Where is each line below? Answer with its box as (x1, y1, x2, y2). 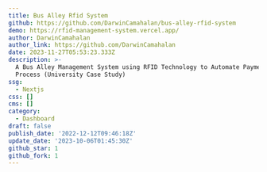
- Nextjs (15, 85, 44, 94)
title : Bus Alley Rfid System (8, 11, 109, 20)
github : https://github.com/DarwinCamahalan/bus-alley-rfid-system (8, 19, 237, 27)
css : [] (8, 93, 34, 101)
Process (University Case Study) (15, 71, 126, 78)
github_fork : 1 (8, 151, 59, 159)
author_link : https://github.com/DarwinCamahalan (8, 41, 176, 49)
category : (8, 108, 41, 116)
